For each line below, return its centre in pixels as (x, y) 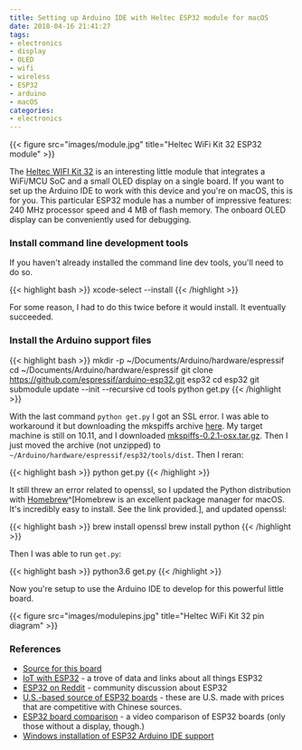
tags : (19, 34)
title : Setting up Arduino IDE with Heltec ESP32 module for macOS (139, 18)
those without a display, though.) (83, 726)
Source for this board (62, 669)
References (35, 649)
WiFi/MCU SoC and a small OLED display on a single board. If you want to (147, 181)
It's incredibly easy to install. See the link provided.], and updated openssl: (148, 508)
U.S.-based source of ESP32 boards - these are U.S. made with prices (153, 698)
